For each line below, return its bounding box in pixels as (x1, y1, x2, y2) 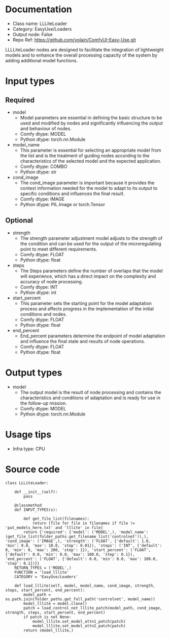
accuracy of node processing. (20, 278, 83, 284)
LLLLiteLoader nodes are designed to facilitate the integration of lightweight (5, 46, 164, 53)
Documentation (5, 4, 73, 15)
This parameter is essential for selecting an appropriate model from (20, 147, 161, 153)
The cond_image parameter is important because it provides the (20, 180, 155, 186)
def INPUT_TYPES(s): (14, 507, 58, 512)
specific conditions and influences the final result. (20, 190, 125, 197)
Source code (5, 463, 60, 475)
